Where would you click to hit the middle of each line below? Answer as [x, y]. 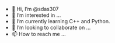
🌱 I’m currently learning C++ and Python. [61, 21]
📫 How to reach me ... [39, 34]
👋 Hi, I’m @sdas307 [35, 9]
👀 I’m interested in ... [36, 15]
